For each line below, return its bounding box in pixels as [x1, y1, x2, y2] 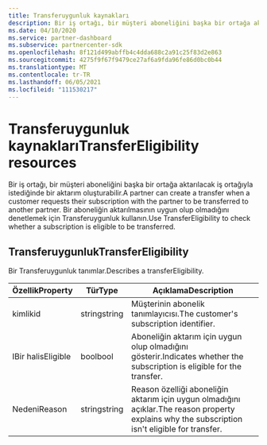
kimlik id [12, 308, 41, 319]
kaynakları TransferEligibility [8, 137, 199, 155]
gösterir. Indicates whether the [130, 351, 244, 362]
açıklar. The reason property [130, 404, 236, 415]
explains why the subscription [130, 414, 243, 425]
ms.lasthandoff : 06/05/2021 [8, 78, 102, 86]
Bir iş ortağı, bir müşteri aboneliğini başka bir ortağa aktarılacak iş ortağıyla [8, 180, 253, 189]
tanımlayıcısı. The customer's [130, 308, 238, 319]
